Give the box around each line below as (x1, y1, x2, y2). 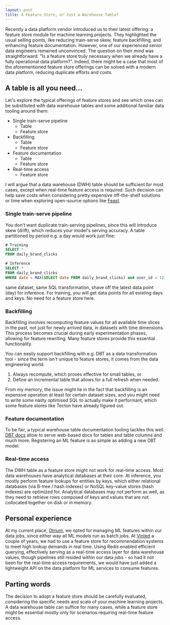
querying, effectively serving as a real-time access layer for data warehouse (5, 549, 164, 555)
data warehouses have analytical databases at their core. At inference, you (5, 472, 161, 479)
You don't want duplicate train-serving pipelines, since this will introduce (5, 222, 157, 228)
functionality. (5, 341, 33, 347)
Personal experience (5, 514, 72, 523)
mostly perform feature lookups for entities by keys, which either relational (5, 477, 161, 484)
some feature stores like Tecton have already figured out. (5, 402, 125, 409)
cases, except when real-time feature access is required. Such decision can (5, 187, 163, 193)
